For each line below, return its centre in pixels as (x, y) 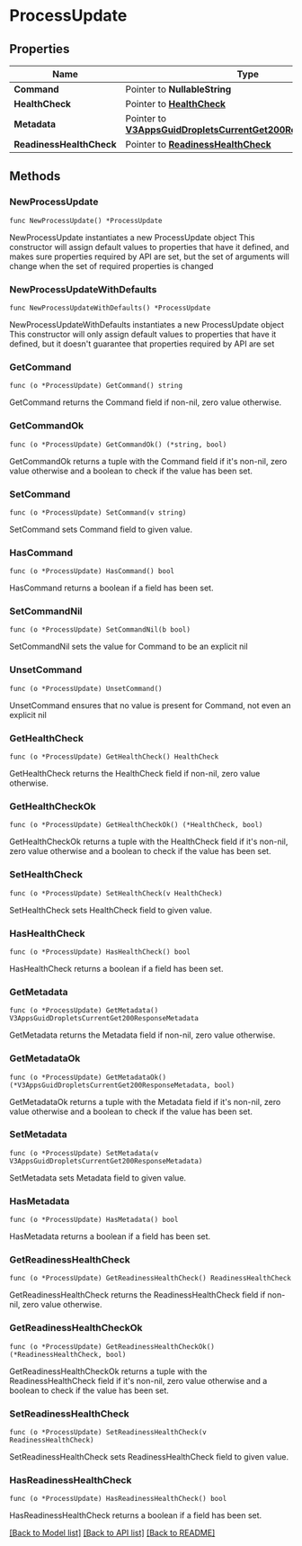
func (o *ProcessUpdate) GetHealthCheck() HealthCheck (114, 757)
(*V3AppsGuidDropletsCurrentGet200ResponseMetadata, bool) (122, 1085)
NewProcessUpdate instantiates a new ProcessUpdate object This (132, 237)
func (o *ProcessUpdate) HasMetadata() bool (94, 1220)
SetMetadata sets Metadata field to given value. (98, 1177)
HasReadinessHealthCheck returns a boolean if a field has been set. (136, 1515)
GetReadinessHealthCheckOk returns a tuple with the (108, 1371)
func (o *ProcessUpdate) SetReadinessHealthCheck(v (108, 1433)
